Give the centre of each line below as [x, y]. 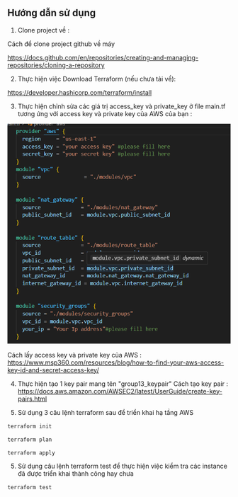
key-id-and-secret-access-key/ [53, 370]
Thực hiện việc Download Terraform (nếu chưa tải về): [97, 79]
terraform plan [30, 440]
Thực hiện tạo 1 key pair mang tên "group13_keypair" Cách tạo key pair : [123, 384]
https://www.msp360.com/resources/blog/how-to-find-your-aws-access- [116, 362]
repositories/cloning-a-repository [56, 65]
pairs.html [32, 399]
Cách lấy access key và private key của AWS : [74, 355]
